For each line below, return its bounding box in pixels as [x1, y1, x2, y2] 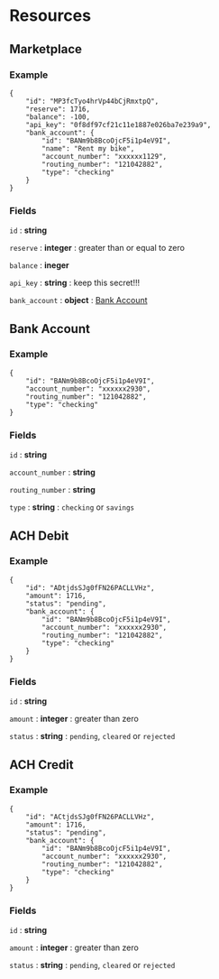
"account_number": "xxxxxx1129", [41, 152, 168, 161]
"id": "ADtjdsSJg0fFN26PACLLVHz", [25, 583, 155, 592]
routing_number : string [9, 485, 96, 495]
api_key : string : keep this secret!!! [9, 277, 141, 289]
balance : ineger [9, 260, 69, 271]
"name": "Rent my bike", [41, 143, 135, 153]
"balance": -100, [25, 112, 91, 122]
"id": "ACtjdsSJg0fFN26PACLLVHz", [25, 812, 155, 821]
